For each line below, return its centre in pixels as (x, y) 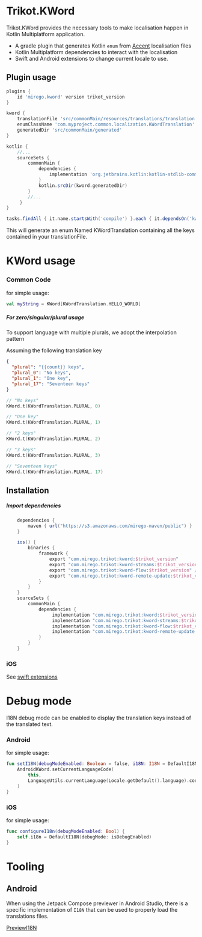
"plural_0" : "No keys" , (41, 373)
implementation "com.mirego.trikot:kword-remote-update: (125, 632)
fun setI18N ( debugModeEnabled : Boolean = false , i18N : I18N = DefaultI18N (102, 764)
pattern (15, 339)
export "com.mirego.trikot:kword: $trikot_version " (114, 559)
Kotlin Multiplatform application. (46, 34)
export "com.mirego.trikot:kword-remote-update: (111, 576)
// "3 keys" (21, 450)
